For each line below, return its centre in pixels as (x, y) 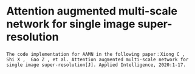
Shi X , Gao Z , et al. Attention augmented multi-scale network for (97, 59)
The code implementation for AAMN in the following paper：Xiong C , (96, 54)
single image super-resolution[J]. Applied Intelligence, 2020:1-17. (96, 65)
